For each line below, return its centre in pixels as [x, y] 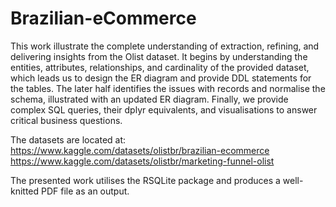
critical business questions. [66, 120]
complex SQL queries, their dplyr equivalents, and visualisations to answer [164, 109]
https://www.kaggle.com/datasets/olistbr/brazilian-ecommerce [140, 150]
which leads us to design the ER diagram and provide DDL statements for [161, 78]
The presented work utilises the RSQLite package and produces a [145, 180]
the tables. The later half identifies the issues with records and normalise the [168, 88]
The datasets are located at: [68, 139]
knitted [25, 191]
